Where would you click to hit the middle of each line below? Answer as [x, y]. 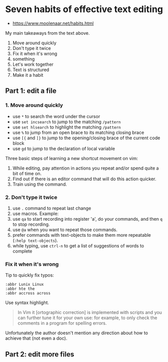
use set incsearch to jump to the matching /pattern [67, 122]
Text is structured [31, 70]
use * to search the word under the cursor [56, 116]
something [24, 59]
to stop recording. [31, 224]
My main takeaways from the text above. [47, 33]
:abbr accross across [28, 293]
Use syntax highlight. [27, 303]
